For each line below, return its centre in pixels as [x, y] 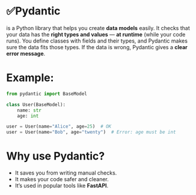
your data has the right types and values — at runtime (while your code [96, 34]
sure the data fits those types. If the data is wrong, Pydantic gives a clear [97, 47]
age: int [28, 116]
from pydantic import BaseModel [47, 94]
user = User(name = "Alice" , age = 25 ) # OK [59, 127]
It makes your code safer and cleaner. [62, 179]
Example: [30, 78]
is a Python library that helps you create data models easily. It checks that [98, 28]
